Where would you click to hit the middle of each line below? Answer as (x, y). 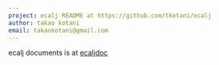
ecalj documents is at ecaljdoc (58, 53)
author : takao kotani (44, 23)
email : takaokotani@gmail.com (59, 30)
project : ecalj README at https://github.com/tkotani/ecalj (110, 15)
